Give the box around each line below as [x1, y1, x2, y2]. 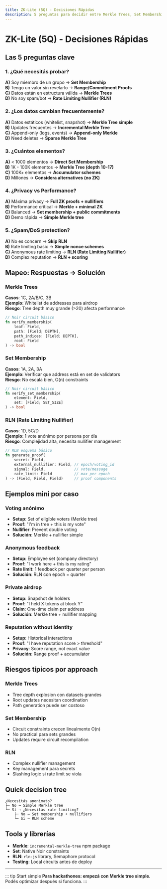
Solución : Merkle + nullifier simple [12, 532, 83, 538]
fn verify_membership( [5, 320, 52, 325]
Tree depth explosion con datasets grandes [12, 692, 102, 698]
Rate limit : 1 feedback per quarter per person [12, 566, 105, 572]
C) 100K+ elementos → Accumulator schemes [5, 169, 101, 175]
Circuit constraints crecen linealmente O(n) [12, 726, 101, 732]
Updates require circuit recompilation [12, 736, 89, 743]
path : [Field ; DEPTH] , [14, 329, 61, 334]
